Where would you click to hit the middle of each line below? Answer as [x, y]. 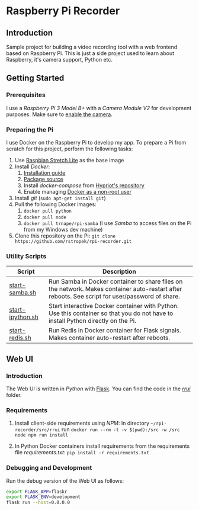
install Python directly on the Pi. [92, 321]
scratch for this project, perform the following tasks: [70, 149]
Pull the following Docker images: [55, 204]
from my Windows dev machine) [63, 229]
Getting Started [35, 78]
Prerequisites [26, 95]
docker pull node [45, 217]
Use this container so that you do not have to [111, 313]
